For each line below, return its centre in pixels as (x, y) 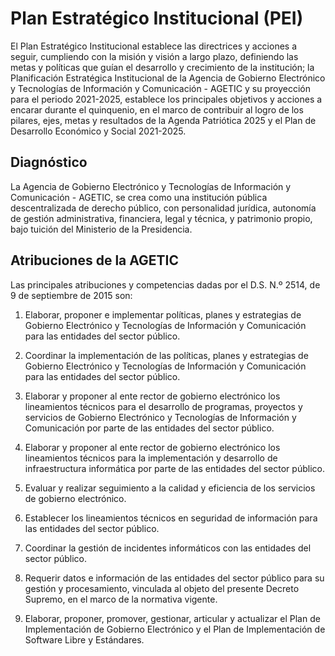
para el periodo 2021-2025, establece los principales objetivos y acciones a (166, 99)
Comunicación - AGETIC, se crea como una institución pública (139, 197)
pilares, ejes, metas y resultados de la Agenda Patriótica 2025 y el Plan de (163, 120)
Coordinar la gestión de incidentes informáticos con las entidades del (168, 548)
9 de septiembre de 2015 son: (71, 295)
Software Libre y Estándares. (84, 639)
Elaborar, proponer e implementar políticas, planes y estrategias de (163, 314)
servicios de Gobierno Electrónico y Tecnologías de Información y (160, 417)
